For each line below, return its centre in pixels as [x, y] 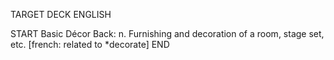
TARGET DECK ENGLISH [61, 14]
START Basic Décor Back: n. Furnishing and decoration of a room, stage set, [167, 33]
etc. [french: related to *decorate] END [90, 44]
